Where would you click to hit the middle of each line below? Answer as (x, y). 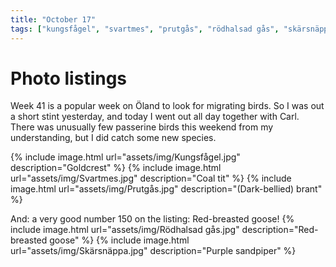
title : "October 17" (53, 19)
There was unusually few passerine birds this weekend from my (142, 127)
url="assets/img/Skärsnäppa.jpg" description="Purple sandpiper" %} (153, 251)
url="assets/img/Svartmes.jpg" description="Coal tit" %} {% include (151, 178)
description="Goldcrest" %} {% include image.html (116, 168)
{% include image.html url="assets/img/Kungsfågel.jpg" (125, 157)
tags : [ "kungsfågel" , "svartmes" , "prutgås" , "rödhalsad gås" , (145, 29)
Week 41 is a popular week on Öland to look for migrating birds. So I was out (167, 106)
